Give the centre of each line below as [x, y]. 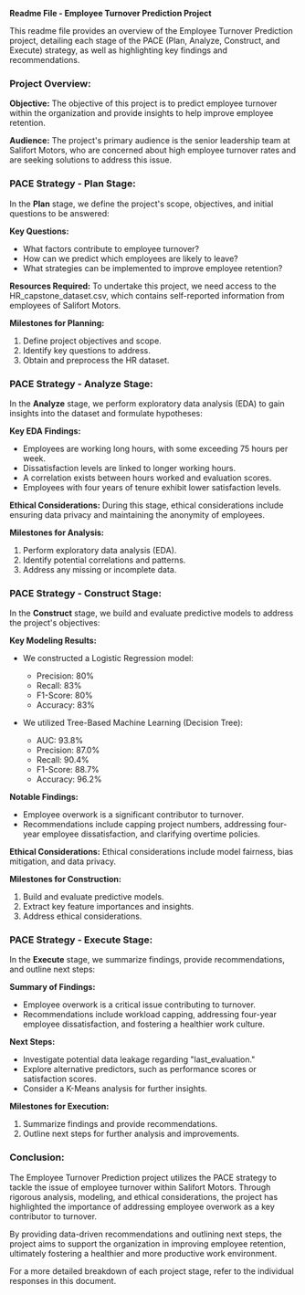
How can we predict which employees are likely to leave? [131, 258]
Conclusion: [37, 1157]
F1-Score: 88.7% [68, 770]
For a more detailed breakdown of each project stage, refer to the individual [152, 1271]
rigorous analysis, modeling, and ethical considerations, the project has [144, 1196]
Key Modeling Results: [53, 641]
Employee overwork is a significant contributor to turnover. [133, 815]
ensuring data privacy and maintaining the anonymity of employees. [137, 514]
